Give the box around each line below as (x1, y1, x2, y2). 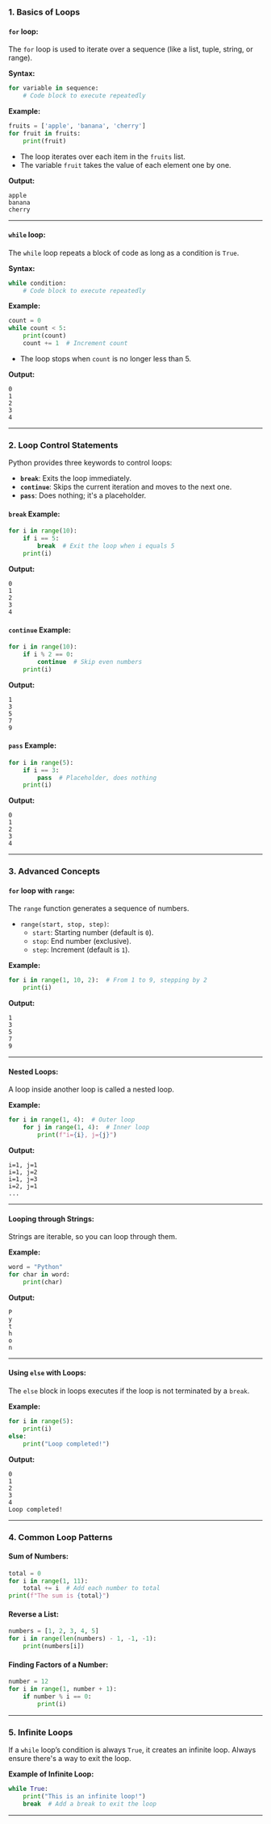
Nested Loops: (8, 1066, 59, 1076)
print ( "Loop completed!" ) (23, 1439, 110, 1448)
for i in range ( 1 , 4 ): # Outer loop (8, 1116, 135, 1124)
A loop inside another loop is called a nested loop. (8, 1084, 175, 1095)
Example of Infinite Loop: (8, 1769, 94, 1779)
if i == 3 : (23, 766, 60, 774)
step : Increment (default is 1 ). (31, 945, 131, 954)
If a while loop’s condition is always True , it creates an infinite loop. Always (8, 1745, 256, 1755)
